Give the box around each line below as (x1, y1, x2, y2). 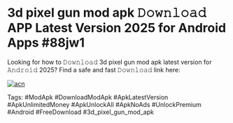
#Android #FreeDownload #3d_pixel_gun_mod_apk (7, 108, 154, 116)
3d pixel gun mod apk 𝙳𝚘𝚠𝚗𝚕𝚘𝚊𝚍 (7, 5, 207, 21)
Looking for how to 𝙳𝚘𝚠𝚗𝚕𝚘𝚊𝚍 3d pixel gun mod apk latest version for (7, 58, 212, 66)
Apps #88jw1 (7, 35, 85, 51)
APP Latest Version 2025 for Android (7, 20, 226, 36)
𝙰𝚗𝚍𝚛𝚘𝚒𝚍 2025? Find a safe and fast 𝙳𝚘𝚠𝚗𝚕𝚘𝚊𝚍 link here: (7, 65, 181, 74)
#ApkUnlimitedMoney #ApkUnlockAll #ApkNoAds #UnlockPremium (7, 100, 202, 108)
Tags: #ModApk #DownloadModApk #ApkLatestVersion (7, 92, 169, 101)
